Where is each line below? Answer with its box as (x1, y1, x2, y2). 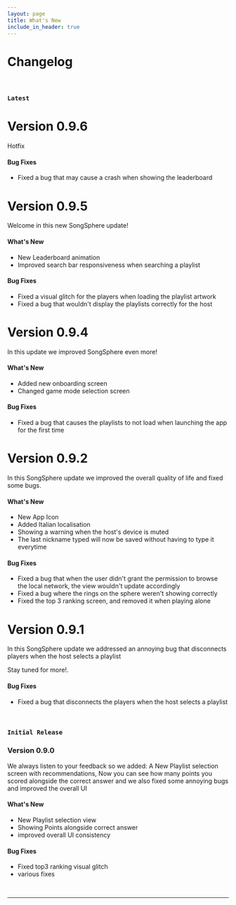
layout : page (7, 10, 46, 18)
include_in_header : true (7, 23, 80, 30)
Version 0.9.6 (7, 119, 88, 134)
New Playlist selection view (17, 816, 97, 824)
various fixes (17, 870, 55, 878)
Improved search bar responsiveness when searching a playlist (17, 261, 201, 269)
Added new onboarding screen (17, 379, 107, 387)
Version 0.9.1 (7, 621, 85, 637)
